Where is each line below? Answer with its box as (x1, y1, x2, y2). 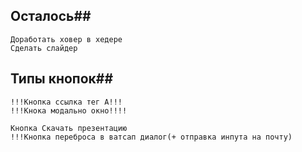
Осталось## (10, 8, 92, 25)
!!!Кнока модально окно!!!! (10, 105, 128, 116)
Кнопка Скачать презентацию (10, 123, 128, 133)
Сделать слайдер (10, 43, 78, 53)
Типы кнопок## (10, 70, 114, 88)
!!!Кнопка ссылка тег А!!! (10, 97, 123, 107)
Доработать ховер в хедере (10, 34, 123, 44)
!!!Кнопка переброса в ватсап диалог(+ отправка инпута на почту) (10, 132, 293, 142)
